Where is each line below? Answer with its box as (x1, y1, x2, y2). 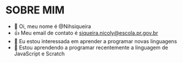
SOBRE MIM (5, 3, 65, 17)
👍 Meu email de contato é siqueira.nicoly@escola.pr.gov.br (13, 29, 158, 36)
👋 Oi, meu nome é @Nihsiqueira (13, 23, 91, 30)
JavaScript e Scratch (13, 50, 65, 57)
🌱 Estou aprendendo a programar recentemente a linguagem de (13, 44, 168, 51)
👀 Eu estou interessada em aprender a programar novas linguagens (13, 37, 177, 44)
